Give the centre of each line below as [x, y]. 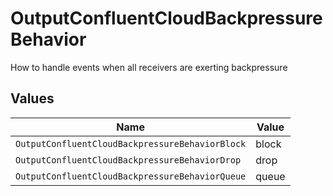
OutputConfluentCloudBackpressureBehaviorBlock [131, 143]
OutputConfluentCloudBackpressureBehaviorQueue [131, 176]
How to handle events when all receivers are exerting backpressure [149, 67]
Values [32, 98]
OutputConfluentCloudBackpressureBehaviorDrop [128, 160]
